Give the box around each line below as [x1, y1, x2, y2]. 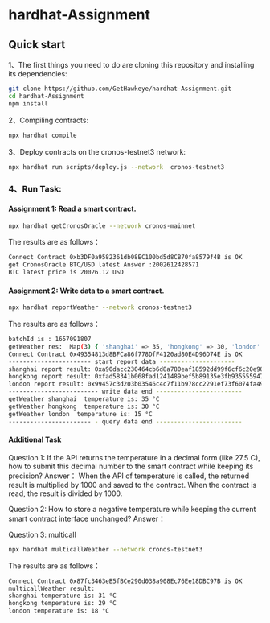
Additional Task [8, 435, 62, 444]
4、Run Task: [8, 184, 62, 195]
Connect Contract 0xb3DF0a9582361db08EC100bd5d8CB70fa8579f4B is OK [8, 254, 243, 262]
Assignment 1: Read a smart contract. [8, 204, 137, 213]
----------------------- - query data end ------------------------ [8, 417, 243, 426]
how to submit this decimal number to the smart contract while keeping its [8, 461, 254, 471]
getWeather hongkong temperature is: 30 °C [8, 402, 160, 411]
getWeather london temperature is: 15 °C [8, 410, 153, 418]
